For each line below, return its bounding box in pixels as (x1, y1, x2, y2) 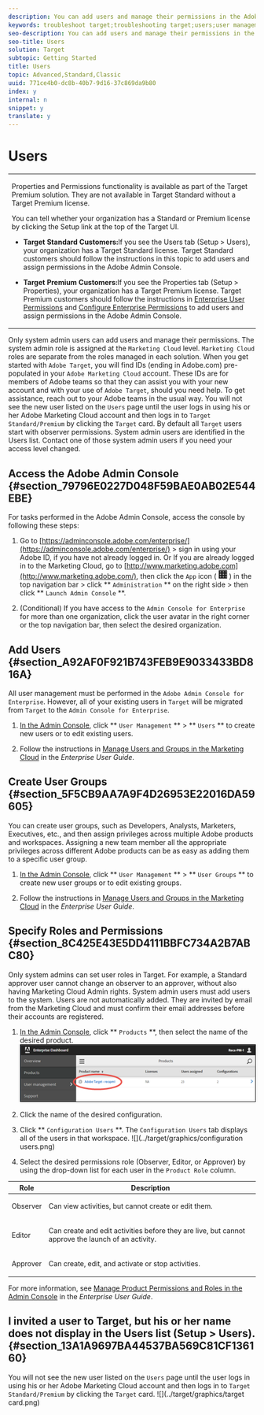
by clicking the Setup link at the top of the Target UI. (11, 221, 179, 232)
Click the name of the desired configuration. (19, 1110, 163, 1120)
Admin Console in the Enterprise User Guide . (8, 1291, 153, 1301)
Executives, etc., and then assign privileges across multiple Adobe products (8, 829, 254, 839)
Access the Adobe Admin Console (8, 467, 179, 480)
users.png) (19, 1142, 55, 1151)
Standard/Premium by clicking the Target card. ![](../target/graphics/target (8, 1389, 245, 1398)
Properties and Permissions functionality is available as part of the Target (11, 181, 248, 191)
